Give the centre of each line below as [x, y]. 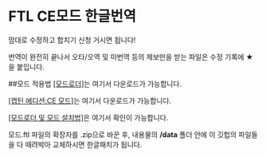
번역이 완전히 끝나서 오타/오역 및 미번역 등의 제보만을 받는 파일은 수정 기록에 [126, 57]
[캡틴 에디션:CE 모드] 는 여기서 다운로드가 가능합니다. [90, 100]
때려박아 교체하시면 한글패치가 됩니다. [84, 144]
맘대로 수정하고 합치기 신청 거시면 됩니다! [72, 40]
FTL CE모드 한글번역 [72, 16]
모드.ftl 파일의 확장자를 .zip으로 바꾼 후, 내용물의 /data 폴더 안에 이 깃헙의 [123, 134]
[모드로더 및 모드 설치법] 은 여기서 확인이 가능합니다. [88, 117]
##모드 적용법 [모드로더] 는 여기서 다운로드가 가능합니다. [95, 84]
